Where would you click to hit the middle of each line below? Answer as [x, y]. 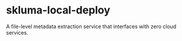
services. [17, 32]
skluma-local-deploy [58, 10]
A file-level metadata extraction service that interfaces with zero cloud [91, 26]
